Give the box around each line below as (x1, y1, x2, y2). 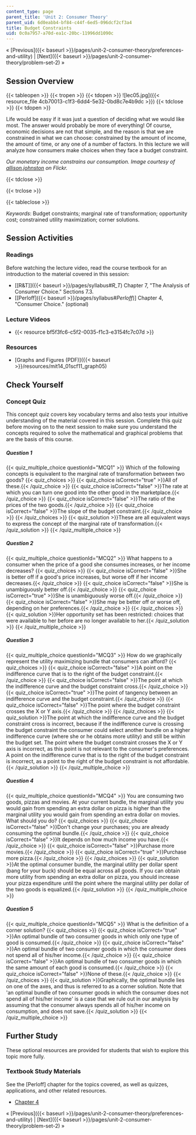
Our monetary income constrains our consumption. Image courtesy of (6, 158, 176, 165)
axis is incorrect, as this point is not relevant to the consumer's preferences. (6, 745, 190, 752)
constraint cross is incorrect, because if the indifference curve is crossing (6, 720, 184, 727)
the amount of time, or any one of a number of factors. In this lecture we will (6, 140, 190, 147)
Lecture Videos (6, 315, 51, 323)
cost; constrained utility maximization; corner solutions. (6, 216, 140, 223)
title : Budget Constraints (6, 25, 72, 31)
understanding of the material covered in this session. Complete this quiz (6, 417, 183, 424)
